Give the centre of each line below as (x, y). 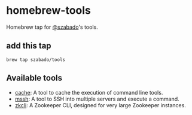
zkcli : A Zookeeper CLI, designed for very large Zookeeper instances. (100, 105)
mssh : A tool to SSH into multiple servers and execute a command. (97, 99)
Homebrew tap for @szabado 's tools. (52, 27)
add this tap (29, 46)
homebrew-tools (48, 10)
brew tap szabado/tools (36, 60)
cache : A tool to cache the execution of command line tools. (89, 92)
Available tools (34, 78)
